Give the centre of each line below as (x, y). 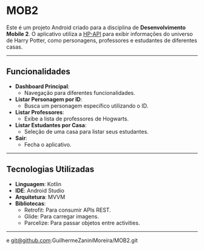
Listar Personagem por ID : (49, 99)
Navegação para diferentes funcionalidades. (80, 92)
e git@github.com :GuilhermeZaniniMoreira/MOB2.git (72, 240)
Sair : (21, 138)
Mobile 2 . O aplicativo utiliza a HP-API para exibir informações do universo (100, 33)
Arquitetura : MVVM (40, 197)
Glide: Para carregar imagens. (61, 216)
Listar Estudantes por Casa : (51, 125)
